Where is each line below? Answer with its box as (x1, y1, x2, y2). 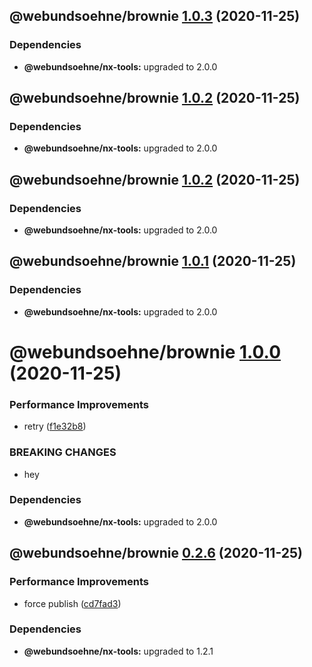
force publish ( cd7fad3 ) (23, 597, 122, 609)
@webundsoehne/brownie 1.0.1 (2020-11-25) (9, 253, 297, 270)
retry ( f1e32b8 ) (23, 420, 87, 433)
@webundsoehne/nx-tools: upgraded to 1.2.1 (23, 645, 214, 657)
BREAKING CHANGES (9, 445, 117, 459)
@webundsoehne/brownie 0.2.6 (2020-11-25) (9, 545, 303, 562)
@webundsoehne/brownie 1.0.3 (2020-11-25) (9, 8, 301, 25)
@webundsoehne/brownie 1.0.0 (9, 340, 282, 363)
